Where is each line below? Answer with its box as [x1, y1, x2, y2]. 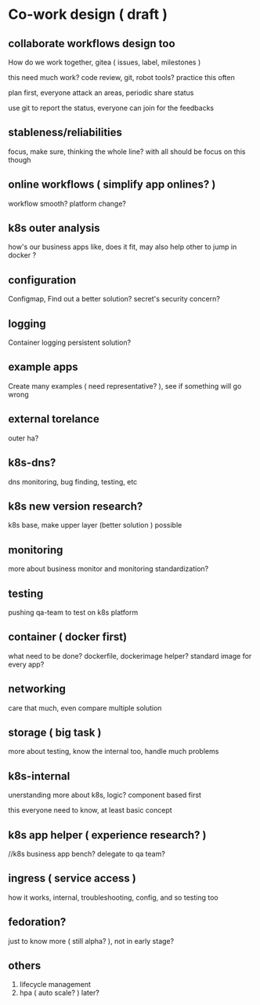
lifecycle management [19, 980, 92, 989]
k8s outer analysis [8, 221, 100, 235]
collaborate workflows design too [8, 37, 175, 50]
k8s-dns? [8, 456, 56, 470]
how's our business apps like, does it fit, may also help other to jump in [8, 242, 237, 252]
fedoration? [8, 915, 67, 929]
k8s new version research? [8, 499, 143, 513]
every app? [8, 660, 45, 669]
